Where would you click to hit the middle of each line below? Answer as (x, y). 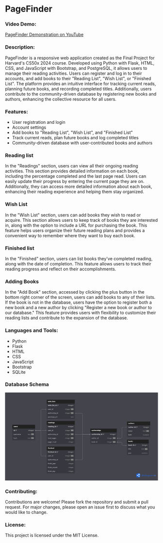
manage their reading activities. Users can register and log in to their (73, 73)
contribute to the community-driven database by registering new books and (81, 94)
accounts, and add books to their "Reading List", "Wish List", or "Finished (78, 78)
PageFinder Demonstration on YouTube (44, 34)
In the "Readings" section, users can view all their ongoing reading (72, 166)
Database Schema (27, 384)
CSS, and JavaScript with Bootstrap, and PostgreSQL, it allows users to (76, 68)
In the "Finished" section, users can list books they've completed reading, (79, 259)
